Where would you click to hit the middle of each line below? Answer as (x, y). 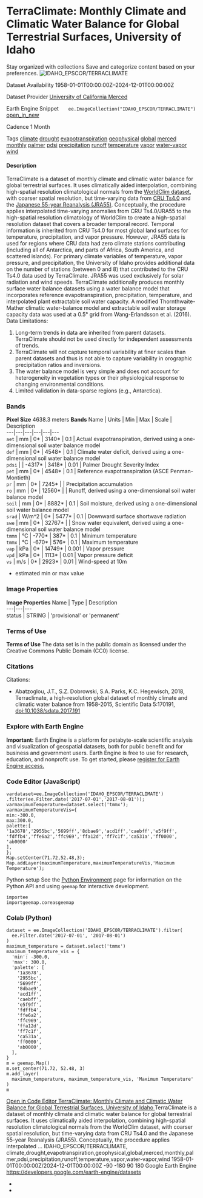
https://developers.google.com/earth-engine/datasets (74, 1172)
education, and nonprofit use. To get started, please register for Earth (93, 759)
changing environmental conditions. (60, 385)
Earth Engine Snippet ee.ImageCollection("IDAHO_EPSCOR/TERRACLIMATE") (101, 108)
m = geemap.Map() (28, 1063)
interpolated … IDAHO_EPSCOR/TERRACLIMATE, (67, 1146)
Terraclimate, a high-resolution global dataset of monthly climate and (101, 698)
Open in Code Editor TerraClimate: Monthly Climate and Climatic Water (95, 1101)
